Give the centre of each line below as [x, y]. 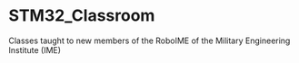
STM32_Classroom [82, 16]
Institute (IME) [35, 49]
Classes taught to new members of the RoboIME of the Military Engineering [149, 40]
